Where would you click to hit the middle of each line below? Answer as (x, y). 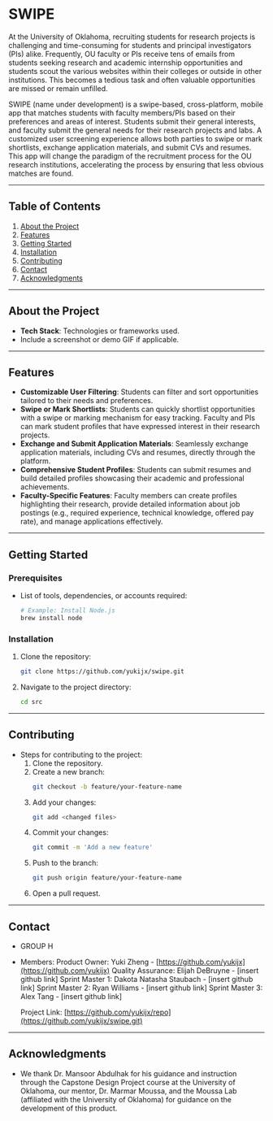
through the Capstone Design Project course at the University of (128, 1082)
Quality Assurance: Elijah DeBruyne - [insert (185, 970)
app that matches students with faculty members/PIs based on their (122, 113)
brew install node (51, 618)
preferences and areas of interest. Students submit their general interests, (132, 121)
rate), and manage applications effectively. (91, 522)
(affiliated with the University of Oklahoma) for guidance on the (126, 1099)
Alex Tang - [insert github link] (71, 996)
